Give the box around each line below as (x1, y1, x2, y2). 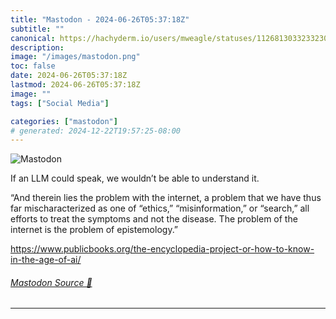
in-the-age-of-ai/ (10, 254, 82, 266)
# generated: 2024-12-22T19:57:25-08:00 (10, 126, 182, 136)
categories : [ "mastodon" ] (10, 116, 118, 126)
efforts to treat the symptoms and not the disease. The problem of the (10, 213, 298, 225)
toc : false (10, 61, 56, 71)
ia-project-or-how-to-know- (198, 243, 315, 255)
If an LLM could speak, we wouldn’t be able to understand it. (10, 172, 260, 185)
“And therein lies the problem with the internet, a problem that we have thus (10, 192, 322, 204)
